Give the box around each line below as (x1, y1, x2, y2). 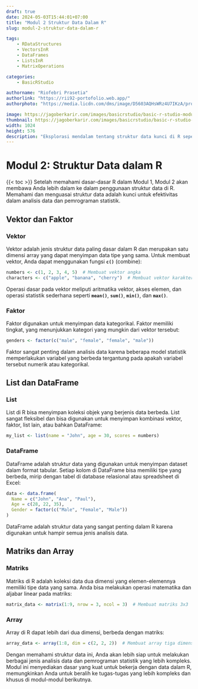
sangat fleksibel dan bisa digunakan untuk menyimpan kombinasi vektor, (6, 415, 183, 422)
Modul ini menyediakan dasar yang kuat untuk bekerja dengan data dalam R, (6, 663, 192, 670)
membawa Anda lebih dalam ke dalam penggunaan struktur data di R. (6, 185, 175, 192)
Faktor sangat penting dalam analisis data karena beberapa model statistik (6, 348, 187, 355)
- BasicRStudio (16, 79, 54, 86)
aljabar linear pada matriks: (6, 590, 72, 597)
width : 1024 (6, 122, 35, 129)
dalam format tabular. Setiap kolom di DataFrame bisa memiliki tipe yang (6, 467, 181, 474)
